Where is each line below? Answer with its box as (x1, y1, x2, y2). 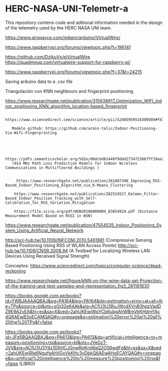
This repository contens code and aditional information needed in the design (5, 19, 163, 25)
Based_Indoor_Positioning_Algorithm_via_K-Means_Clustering (5, 183, 133, 188)
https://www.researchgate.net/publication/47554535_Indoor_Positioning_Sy (5, 222, 162, 228)
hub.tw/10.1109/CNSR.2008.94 (5, 248, 68, 254)
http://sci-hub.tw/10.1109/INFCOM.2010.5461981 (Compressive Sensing (5, 237, 152, 243)
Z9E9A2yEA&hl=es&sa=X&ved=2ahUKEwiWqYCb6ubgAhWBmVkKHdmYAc (5, 308, 160, 315)
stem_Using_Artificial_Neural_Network (5, 227, 84, 233)
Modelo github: (11, 126, 43, 131)
